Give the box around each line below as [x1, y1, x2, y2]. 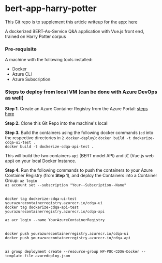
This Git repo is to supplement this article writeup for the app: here [5, 19, 138, 25]
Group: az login [5, 178, 37, 183]
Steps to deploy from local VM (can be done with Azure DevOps [5, 88, 158, 95]
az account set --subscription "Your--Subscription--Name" [5, 182, 127, 187]
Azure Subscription [12, 76, 51, 82]
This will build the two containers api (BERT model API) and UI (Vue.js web [5, 152, 154, 158]
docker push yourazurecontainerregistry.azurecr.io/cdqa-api [5, 235, 131, 240]
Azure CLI [12, 71, 32, 77]
